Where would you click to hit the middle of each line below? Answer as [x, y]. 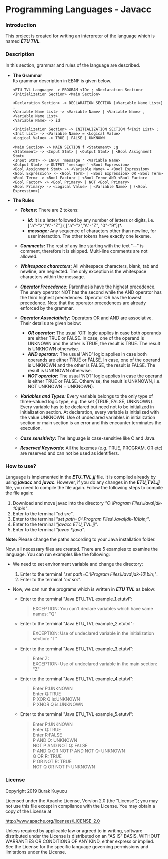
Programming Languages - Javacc [78, 9]
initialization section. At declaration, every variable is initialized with [90, 412]
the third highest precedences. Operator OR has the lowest [81, 297]
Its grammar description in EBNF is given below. [62, 80]
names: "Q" [44, 614]
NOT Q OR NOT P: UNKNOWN [64, 767]
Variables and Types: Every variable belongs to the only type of [87, 396]
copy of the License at [28, 811]
